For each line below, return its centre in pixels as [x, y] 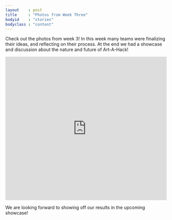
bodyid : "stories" [29, 19]
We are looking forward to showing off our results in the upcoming [75, 208]
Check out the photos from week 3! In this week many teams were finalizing [85, 39]
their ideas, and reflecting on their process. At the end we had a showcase [84, 44]
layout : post [24, 10]
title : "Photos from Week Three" [47, 15]
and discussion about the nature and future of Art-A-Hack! [67, 50]
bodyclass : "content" [29, 24]
